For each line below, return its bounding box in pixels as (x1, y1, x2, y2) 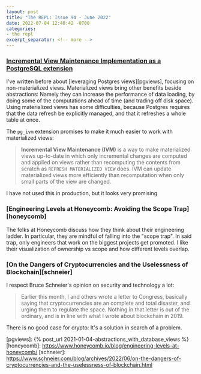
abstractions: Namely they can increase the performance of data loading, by (6, 91, 195, 98)
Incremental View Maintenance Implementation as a (6, 57, 161, 65)
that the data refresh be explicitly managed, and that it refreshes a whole (6, 110, 186, 117)
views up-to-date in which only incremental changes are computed (20, 152, 187, 160)
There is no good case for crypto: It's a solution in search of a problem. (6, 323, 182, 331)
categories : (6, 25, 36, 32)
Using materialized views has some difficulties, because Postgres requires (6, 104, 190, 111)
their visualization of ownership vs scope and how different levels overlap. (6, 245, 190, 252)
